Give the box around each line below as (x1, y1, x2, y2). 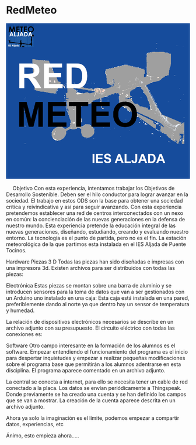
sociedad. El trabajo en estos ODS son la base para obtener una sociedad (6, 197, 183, 204)
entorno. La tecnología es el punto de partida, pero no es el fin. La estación (6, 234, 187, 241)
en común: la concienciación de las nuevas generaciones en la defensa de (6, 215, 185, 222)
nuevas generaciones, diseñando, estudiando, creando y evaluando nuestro (6, 228, 189, 235)
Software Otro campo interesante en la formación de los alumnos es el (6, 342, 176, 349)
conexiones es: (6, 330, 43, 337)
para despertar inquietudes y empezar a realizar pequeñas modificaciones (6, 354, 185, 361)
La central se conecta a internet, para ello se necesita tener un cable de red (6, 378, 188, 385)
